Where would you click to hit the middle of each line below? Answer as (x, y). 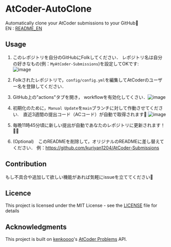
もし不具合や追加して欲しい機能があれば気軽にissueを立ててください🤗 (79, 177)
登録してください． (46, 86)
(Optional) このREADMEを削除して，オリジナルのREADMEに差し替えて (88, 141)
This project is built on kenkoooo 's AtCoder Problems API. (66, 239)
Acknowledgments (36, 227)
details (12, 211)
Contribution (26, 164)
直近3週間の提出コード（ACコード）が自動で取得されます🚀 (85, 114)
